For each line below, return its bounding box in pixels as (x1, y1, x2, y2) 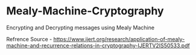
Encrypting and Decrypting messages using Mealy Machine (6, 24, 155, 31)
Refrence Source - (6, 35, 52, 42)
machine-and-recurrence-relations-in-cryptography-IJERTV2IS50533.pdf (6, 42, 190, 49)
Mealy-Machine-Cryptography (6, 4, 164, 18)
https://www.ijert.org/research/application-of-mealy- (53, 35, 185, 42)
